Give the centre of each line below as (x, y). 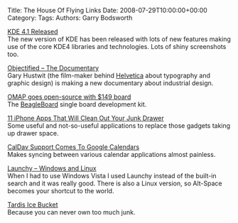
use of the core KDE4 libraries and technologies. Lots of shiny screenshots (117, 47)
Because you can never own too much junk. (72, 212)
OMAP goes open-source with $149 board (69, 97)
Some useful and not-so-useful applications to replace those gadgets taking (119, 126)
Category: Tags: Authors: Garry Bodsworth (70, 18)
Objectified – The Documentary (53, 68)
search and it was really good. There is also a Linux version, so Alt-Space (115, 183)
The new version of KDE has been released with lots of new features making (119, 39)
